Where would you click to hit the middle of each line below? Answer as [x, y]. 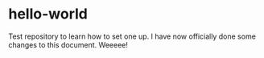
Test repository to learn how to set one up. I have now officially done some [132, 36]
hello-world [48, 14]
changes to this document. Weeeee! [68, 44]
